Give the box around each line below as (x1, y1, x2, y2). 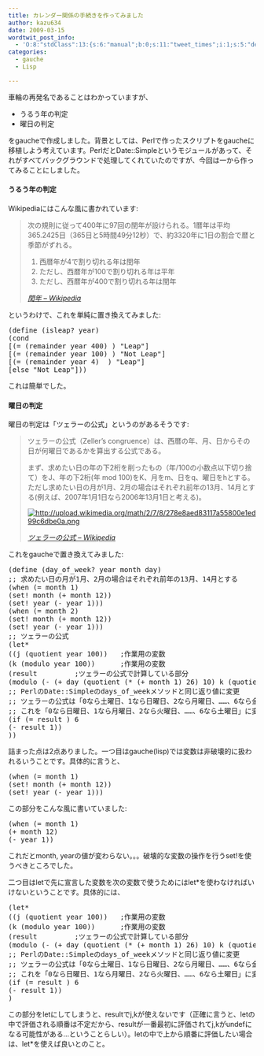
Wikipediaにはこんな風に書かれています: (8, 203, 139, 213)
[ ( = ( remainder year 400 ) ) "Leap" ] (8, 341, 149, 351)
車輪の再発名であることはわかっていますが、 (8, 92, 152, 102)
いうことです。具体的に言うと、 (21, 757, 124, 766)
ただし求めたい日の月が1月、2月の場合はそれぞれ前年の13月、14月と (27, 482, 249, 493)
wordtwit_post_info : (8, 33, 76, 42)
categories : (8, 48, 47, 56)
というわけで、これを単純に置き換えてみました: (8, 310, 161, 319)
